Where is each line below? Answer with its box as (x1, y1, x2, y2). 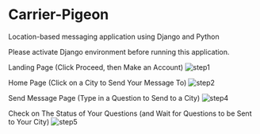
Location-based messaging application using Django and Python (8, 32, 220, 41)
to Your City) (8, 117, 50, 126)
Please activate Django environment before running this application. (8, 47, 230, 56)
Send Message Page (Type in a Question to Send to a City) (8, 93, 201, 102)
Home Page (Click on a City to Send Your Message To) (8, 78, 187, 87)
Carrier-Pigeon (8, 6, 109, 24)
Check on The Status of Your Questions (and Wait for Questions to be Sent (8, 109, 252, 118)
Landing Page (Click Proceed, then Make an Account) (8, 62, 184, 72)
